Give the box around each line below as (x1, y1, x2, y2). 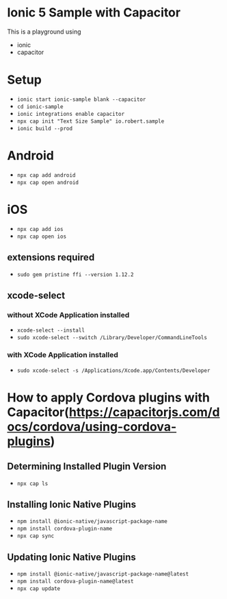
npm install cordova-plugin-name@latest (16, 578, 134, 585)
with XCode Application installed (7, 350, 118, 360)
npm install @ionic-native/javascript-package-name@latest (16, 571, 189, 578)
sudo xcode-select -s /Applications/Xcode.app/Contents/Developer (16, 367, 211, 374)
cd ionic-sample (16, 103, 64, 110)
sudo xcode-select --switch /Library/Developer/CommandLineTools (16, 334, 207, 341)
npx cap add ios (16, 225, 64, 232)
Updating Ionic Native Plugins (7, 551, 137, 563)
